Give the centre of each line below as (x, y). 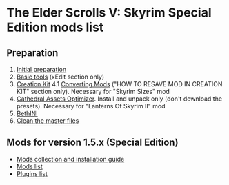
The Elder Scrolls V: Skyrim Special (109, 13)
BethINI (27, 113)
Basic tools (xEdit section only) (60, 77)
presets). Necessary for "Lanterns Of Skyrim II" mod (91, 106)
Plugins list (32, 173)
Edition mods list (55, 27)
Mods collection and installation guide (70, 159)
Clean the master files (48, 121)
